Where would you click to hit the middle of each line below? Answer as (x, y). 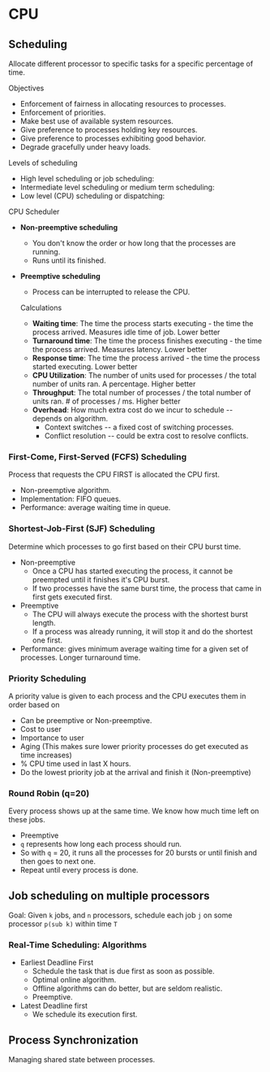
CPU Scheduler (34, 211)
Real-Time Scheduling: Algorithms (78, 944)
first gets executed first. (72, 597)
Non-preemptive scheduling (69, 227)
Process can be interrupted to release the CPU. (111, 292)
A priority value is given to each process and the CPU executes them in (127, 695)
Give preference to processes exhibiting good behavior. (113, 138)
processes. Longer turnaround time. (80, 657)
